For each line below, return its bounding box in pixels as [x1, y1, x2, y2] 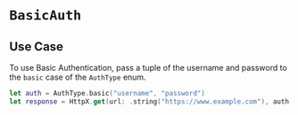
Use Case [9, 39, 64, 54]
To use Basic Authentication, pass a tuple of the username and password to [9, 63, 287, 73]
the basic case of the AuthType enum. [9, 72, 146, 82]
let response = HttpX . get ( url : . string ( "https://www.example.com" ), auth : [9, 96, 294, 106]
